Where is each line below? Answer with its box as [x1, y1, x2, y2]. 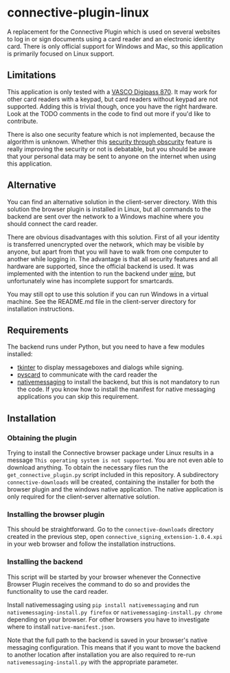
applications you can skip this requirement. [16, 393, 139, 401]
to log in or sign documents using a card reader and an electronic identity [7, 34, 215, 43]
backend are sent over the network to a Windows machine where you [7, 212, 204, 221]
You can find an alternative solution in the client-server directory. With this [7, 197, 218, 206]
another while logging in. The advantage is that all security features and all [7, 254, 218, 263]
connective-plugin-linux [7, 5, 150, 21]
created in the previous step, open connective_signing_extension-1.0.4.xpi [7, 533, 223, 541]
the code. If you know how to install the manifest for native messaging [16, 385, 216, 393]
